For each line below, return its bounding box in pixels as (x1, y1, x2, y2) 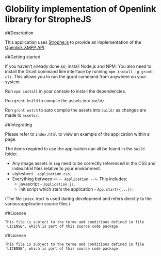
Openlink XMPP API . (5, 44, 46, 50)
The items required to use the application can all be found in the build (5, 146, 145, 151)
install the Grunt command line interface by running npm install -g (5, 68, 140, 74)
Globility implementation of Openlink (5, 3, 157, 15)
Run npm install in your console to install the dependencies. (5, 88, 126, 94)
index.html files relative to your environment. (12, 165, 101, 171)
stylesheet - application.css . (12, 170, 71, 176)
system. (5, 79, 21, 85)
